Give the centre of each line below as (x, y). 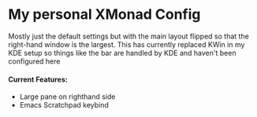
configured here (34, 61)
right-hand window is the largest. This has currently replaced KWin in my (127, 44)
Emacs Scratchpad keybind (64, 105)
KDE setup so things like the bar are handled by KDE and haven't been (122, 53)
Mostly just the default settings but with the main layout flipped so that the (129, 36)
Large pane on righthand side (67, 97)
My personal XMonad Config (104, 15)
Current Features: (38, 79)
